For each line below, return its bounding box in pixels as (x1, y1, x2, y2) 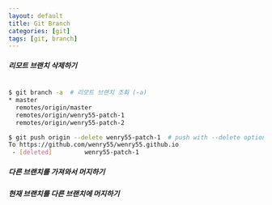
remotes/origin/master (15, 103, 92, 112)
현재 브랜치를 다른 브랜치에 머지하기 (8, 189, 120, 199)
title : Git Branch (8, 19, 70, 28)
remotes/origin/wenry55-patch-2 (15, 118, 125, 126)
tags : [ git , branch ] (8, 34, 79, 43)
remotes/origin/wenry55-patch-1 (15, 111, 125, 119)
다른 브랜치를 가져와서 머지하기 (8, 167, 105, 177)
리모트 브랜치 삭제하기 (8, 60, 78, 70)
